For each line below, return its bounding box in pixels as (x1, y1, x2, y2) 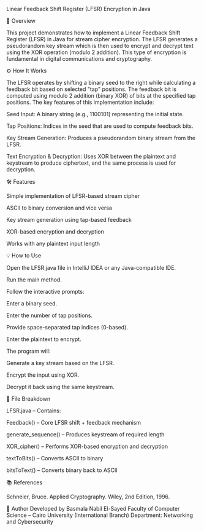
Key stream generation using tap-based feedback (6, 216, 132, 223)
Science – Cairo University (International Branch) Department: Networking (6, 511, 193, 519)
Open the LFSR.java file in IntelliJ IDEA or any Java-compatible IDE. (6, 264, 176, 271)
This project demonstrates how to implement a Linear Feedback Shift (6, 29, 181, 36)
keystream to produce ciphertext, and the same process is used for (6, 159, 176, 167)
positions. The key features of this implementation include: (6, 98, 154, 106)
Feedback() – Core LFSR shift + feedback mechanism (6, 419, 142, 426)
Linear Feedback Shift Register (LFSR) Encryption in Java (6, 6, 151, 12)
